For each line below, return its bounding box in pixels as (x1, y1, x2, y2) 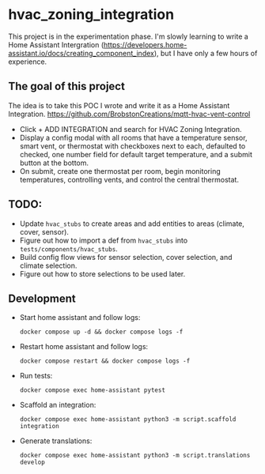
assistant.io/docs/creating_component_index (8, 48, 154, 58)
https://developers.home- (103, 39, 187, 49)
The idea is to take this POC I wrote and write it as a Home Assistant (8, 100, 230, 110)
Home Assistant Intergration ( (8, 39, 104, 49)
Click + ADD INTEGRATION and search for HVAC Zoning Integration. (19, 124, 243, 134)
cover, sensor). (19, 227, 70, 236)
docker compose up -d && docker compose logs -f (19, 328, 184, 337)
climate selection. (19, 261, 78, 270)
